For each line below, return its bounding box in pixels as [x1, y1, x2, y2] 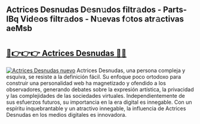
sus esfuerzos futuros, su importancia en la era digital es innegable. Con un [6, 98, 192, 106]
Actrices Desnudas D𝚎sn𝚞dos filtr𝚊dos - [6, 5, 162, 15]
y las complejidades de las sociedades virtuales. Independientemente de [6, 92, 185, 99]
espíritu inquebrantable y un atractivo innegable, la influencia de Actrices [6, 105, 186, 112]
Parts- [163, 5, 187, 15]
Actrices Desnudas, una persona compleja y [76, 67, 186, 74]
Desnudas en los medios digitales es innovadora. [6, 111, 127, 118]
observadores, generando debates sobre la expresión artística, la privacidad [6, 86, 194, 93]
